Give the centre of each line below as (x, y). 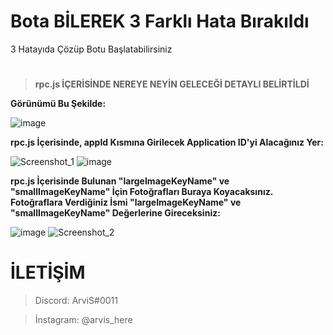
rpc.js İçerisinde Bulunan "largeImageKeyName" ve (120, 181)
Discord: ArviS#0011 (76, 301)
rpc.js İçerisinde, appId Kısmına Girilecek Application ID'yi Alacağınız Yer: (167, 142)
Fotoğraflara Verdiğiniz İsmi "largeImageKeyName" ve (126, 202)
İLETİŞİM (48, 272)
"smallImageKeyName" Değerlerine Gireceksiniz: (115, 213)
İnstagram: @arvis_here (83, 320)
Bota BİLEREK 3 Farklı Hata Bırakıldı (160, 21)
